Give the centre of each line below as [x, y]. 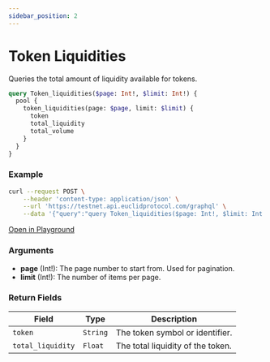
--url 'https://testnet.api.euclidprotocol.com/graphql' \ [125, 207]
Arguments [31, 251]
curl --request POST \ [47, 192]
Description [174, 319]
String [95, 332]
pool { [27, 101]
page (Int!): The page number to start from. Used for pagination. [127, 268]
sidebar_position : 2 [43, 16]
